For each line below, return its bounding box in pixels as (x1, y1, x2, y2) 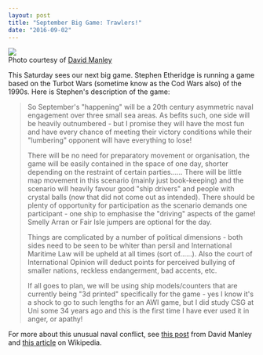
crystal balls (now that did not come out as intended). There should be (27, 193, 255, 202)
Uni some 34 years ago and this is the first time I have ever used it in (27, 306, 250, 316)
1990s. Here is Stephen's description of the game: (8, 87, 170, 96)
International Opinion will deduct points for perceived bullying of (27, 258, 236, 267)
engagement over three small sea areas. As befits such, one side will (27, 110, 250, 120)
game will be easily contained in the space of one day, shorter (27, 159, 229, 168)
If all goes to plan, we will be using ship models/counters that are (27, 281, 238, 291)
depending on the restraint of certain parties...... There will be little (27, 168, 242, 177)
